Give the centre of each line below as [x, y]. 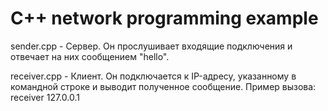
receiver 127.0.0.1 [45, 97]
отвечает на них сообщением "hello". [90, 56]
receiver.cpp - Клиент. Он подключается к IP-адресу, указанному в [153, 76]
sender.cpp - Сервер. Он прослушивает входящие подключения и [151, 46]
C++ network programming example [164, 18]
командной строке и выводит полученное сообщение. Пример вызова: [163, 86]
